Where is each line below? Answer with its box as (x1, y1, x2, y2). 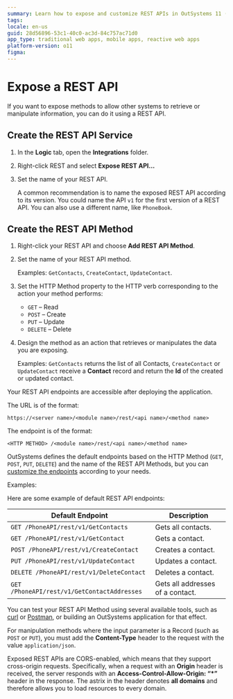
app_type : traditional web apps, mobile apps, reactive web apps (7, 36, 200, 43)
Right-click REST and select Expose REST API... (17, 161, 155, 170)
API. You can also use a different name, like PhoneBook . (17, 203, 173, 211)
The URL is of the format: (7, 401, 80, 410)
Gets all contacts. (155, 522, 212, 532)
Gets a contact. (155, 533, 205, 543)
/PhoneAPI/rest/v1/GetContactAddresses (10, 588, 142, 595)
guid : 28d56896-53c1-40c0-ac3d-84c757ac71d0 (7, 29, 138, 37)
